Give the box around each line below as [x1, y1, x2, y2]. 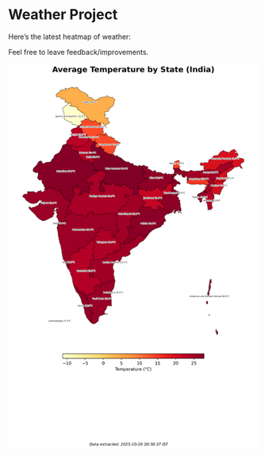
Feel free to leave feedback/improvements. [8, 47, 149, 56]
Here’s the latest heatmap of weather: [8, 32, 131, 41]
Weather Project [8, 6, 118, 24]
